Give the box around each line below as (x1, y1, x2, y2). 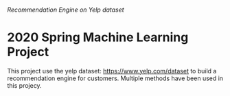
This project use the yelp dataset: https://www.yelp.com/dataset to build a (7, 67, 217, 75)
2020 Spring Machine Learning (7, 29, 189, 45)
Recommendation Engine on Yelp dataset (7, 5, 125, 14)
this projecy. (7, 81, 43, 89)
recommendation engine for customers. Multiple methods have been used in (7, 74, 224, 82)
